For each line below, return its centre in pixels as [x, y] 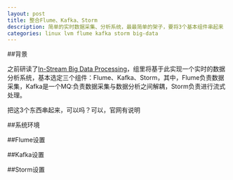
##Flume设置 [26, 140]
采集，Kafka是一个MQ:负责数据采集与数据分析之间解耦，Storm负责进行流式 [116, 86]
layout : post [26, 14]
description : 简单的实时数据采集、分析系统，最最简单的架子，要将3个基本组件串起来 [115, 27]
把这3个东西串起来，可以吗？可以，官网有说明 [74, 110]
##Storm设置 [26, 169]
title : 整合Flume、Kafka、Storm [53, 20]
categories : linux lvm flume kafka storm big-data [83, 33]
